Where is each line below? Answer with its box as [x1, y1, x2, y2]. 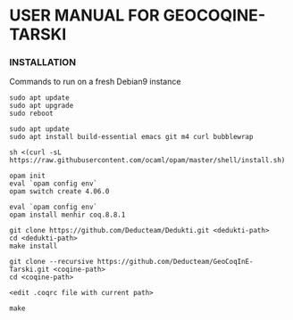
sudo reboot [9, 109, 54, 119]
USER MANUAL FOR [9, 5, 160, 26]
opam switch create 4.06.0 [9, 187, 110, 196]
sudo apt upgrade [9, 102, 74, 111]
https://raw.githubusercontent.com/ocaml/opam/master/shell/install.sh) [9, 156, 286, 165]
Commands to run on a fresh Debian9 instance [9, 77, 181, 87]
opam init [9, 171, 46, 181]
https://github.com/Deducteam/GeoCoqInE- [96, 258, 254, 267]
